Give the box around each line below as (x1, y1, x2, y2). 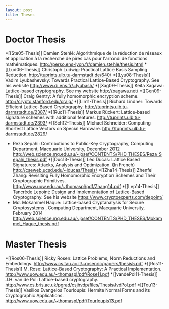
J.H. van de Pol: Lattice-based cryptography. (5, 277, 99, 283)
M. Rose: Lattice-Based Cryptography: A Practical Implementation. (23, 266, 162, 272)
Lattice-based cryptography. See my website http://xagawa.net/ (5, 88, 139, 94)
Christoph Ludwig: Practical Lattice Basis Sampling (41, 67, 148, 73)
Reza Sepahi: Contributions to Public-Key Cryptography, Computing (12, 141, 154, 147)
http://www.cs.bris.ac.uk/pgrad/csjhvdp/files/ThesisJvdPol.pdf (5, 282, 136, 288)
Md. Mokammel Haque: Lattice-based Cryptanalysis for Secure (12, 200, 144, 206)
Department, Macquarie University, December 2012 (12, 146, 120, 152)
